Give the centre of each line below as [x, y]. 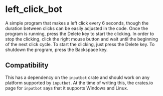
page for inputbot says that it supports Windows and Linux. [67, 88]
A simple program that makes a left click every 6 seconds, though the [77, 23]
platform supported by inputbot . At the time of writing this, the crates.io [79, 82]
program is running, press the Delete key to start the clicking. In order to [80, 33]
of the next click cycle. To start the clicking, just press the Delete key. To [80, 44]
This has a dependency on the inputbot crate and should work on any [77, 77]
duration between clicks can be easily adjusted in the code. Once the [77, 28]
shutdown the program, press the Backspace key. [56, 49]
